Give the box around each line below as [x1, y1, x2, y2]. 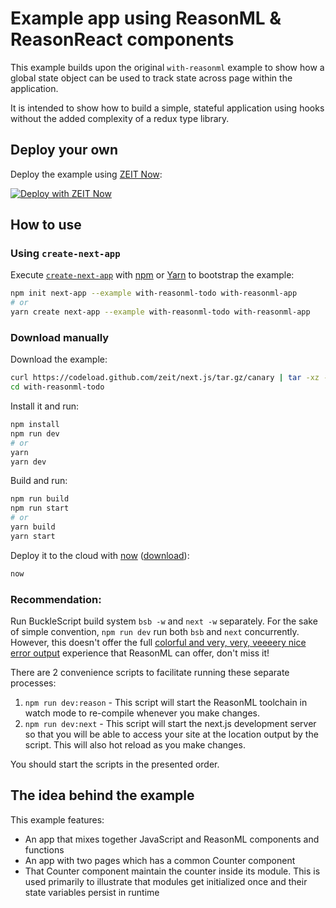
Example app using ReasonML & [10, 7, 282, 30]
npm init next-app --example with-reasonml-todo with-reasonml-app [10, 288, 298, 299]
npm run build [10, 494, 70, 504]
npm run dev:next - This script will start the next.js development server [24, 718, 317, 730]
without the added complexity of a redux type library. [10, 112, 230, 124]
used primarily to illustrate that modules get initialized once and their [24, 875, 308, 887]
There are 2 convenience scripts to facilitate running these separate [10, 667, 290, 679]
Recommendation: [10, 592, 102, 606]
